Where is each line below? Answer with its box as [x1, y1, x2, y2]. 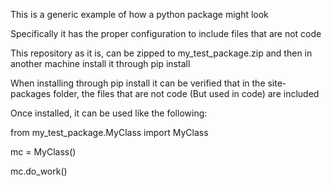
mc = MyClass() [10, 146, 77, 158]
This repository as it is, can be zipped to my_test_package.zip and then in [10, 47, 313, 59]
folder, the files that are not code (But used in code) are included [53, 88, 320, 99]
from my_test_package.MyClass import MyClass [10, 127, 209, 138]
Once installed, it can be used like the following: [10, 107, 208, 119]
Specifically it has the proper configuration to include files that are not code [10, 28, 322, 39]
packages [10, 88, 52, 99]
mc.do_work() [10, 165, 68, 177]
